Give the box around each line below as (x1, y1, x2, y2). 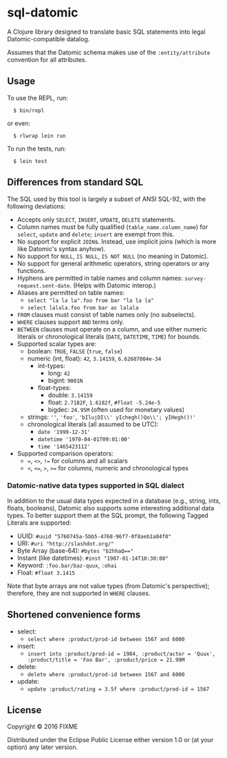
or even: (7, 119, 31, 127)
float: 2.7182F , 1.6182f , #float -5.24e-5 (47, 398, 161, 407)
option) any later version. (7, 743, 78, 751)
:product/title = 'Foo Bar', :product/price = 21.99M (27, 656, 185, 663)
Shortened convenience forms (7, 609, 141, 620)
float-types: (37, 383, 71, 391)
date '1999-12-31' (37, 429, 91, 435)
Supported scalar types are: (17, 339, 96, 348)
